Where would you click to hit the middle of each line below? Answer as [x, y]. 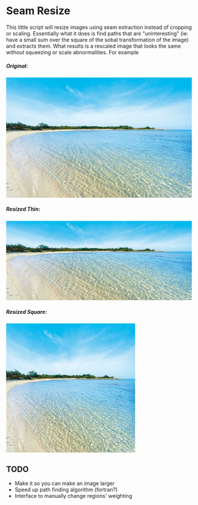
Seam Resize [38, 11]
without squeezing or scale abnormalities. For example [72, 52]
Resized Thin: [23, 209]
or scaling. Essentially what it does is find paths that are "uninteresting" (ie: [97, 33]
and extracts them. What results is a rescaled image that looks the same [94, 46]
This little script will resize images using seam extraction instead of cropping [99, 27]
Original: [17, 65]
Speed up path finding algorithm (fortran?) [66, 490]
